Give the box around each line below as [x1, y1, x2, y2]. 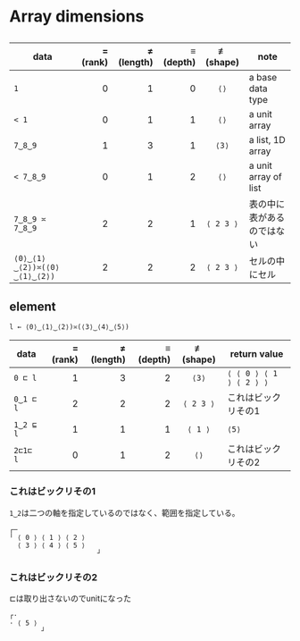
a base [248, 71, 278, 83]
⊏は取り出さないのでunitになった [9, 593, 132, 603]
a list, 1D [248, 133, 286, 146]
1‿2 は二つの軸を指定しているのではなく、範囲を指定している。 [9, 507, 240, 518]
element [9, 299, 56, 314]
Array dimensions [9, 6, 145, 27]
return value [229, 348, 284, 360]
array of [248, 170, 283, 182]
